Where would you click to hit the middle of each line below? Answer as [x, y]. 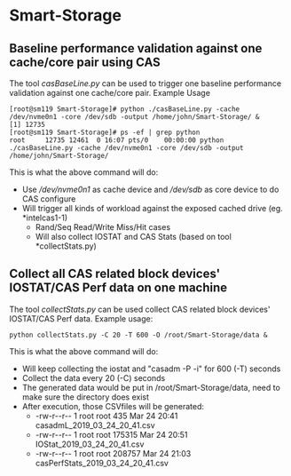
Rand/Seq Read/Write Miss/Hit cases [103, 227]
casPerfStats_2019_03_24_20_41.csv [102, 463]
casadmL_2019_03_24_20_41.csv [95, 425]
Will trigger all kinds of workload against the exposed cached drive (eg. [153, 208]
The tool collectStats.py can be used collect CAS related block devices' [140, 309]
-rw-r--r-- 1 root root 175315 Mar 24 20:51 [111, 434]
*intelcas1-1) [45, 218]
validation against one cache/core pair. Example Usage [110, 93]
